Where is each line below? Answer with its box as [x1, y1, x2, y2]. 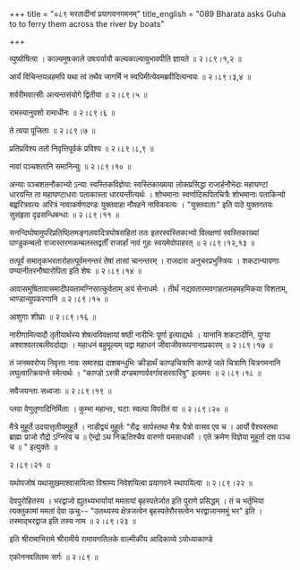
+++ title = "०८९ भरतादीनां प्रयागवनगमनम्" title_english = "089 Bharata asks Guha [9, 9, 287, 19]
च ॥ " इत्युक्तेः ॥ [9, 442, 58, 452]
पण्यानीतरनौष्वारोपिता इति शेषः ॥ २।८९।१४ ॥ [9, 266, 141, 276]
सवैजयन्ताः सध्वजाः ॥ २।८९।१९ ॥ [9, 386, 112, 396]
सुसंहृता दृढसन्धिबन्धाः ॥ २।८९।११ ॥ [9, 209, 119, 220]
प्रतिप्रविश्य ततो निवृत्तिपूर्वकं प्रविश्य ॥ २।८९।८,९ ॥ [9, 144, 154, 153]
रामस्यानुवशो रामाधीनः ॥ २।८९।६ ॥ [9, 108, 116, 118]
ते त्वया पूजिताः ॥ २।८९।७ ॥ [9, 126, 96, 136]
